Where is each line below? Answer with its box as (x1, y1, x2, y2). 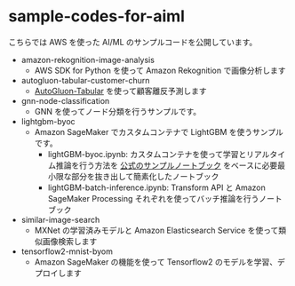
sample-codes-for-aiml (8, 6, 186, 27)
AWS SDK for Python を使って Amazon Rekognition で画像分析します (34, 65, 286, 75)
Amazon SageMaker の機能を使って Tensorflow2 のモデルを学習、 (34, 256, 277, 267)
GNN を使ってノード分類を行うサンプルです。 (34, 106, 202, 116)
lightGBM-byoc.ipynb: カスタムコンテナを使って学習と (47, 148, 247, 159)
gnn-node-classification (20, 95, 110, 106)
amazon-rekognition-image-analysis (20, 54, 155, 65)
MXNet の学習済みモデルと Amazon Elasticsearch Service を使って (34, 225, 279, 235)
